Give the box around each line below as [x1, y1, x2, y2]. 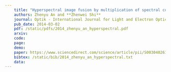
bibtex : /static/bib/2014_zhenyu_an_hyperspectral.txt [14, 54, 133, 60]
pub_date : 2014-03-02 [14, 21, 60, 27]
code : [14, 36, 26, 41]
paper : [14, 50, 28, 55]
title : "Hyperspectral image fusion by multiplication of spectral [14, 7, 160, 13]
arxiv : [14, 31, 28, 36]
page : [14, 41, 26, 46]
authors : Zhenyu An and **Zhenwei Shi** [14, 12, 101, 17]
